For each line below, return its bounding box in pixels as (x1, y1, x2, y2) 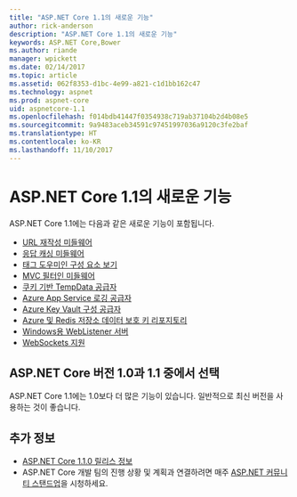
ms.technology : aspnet (9, 87, 93, 96)
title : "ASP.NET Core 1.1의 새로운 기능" (9, 12, 154, 22)
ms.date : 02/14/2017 (9, 63, 86, 72)
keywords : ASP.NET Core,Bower (9, 37, 122, 47)
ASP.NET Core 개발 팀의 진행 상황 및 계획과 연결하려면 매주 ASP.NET (21, 467, 265, 477)
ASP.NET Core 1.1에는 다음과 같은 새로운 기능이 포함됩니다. (9, 217, 215, 228)
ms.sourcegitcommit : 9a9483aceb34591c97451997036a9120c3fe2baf (9, 121, 249, 130)
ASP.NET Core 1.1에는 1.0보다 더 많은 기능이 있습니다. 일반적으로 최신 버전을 (9, 391, 274, 402)
